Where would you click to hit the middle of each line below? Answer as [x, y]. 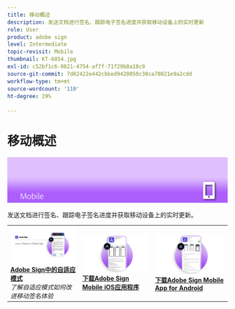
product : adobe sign [37, 37]
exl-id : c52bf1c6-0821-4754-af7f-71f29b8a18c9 [76, 67]
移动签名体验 [35, 296]
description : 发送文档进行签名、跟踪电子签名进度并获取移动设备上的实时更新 [106, 22]
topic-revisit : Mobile [40, 52]
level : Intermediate [37, 44]
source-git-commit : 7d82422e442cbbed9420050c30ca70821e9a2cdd [100, 74]
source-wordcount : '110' [43, 89]
